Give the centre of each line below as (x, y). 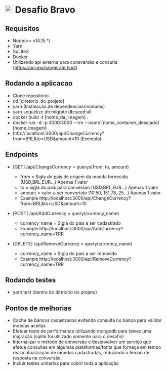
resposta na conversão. (37, 358)
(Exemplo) (91, 139)
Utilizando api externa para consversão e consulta (65, 62)
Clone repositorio (31, 96)
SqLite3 (20, 51)
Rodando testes (31, 280)
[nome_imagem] (30, 128)
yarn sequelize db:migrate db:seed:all (52, 112)
